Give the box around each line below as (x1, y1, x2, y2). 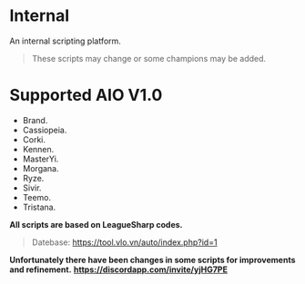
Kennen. (22, 143, 55, 154)
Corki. (22, 133, 46, 145)
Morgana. (22, 162, 59, 173)
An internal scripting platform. (9, 35, 121, 46)
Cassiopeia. (22, 124, 67, 135)
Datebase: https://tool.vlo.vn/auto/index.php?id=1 (31, 237, 218, 248)
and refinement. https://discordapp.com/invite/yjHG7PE (9, 264, 228, 275)
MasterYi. (22, 153, 59, 164)
